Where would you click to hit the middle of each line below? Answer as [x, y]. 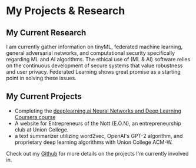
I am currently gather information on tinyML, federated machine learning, [94, 47]
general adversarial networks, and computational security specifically [91, 53]
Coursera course [35, 117]
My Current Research [46, 33]
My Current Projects [44, 96]
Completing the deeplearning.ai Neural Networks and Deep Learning [98, 111]
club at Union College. [41, 129]
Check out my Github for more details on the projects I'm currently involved [97, 153]
